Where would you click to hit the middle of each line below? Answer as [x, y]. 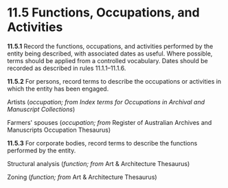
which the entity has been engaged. [58, 89]
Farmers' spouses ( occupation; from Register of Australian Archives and [110, 122]
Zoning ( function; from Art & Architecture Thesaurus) [82, 177]
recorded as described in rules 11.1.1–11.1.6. [67, 68]
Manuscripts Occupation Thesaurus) [59, 130]
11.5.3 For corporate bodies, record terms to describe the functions [102, 143]
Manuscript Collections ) [41, 109]
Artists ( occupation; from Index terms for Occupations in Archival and [106, 102]
